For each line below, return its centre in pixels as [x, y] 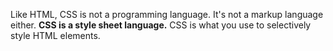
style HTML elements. [55, 35]
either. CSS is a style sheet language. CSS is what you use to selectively [161, 25]
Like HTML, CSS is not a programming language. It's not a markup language [167, 14]
